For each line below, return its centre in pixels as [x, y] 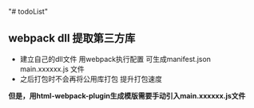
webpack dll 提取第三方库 [72, 39]
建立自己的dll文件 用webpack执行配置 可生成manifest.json [115, 59]
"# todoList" [28, 12]
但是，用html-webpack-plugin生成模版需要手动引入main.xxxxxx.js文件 [127, 95]
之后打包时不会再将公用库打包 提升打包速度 [91, 79]
